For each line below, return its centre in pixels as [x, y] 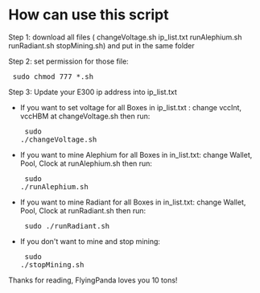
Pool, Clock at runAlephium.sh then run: [86, 163]
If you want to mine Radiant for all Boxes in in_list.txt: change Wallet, [133, 202]
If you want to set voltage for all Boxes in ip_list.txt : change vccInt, [131, 107]
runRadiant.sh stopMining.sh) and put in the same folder [101, 45]
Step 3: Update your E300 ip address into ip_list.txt [93, 92]
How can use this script [89, 15]
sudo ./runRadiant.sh [67, 226]
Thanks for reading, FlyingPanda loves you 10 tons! [93, 280]
